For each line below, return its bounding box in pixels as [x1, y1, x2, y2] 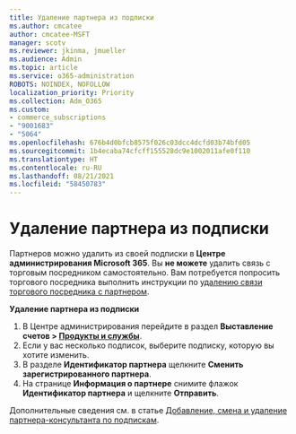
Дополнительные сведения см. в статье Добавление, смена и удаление [9, 405, 288, 416]
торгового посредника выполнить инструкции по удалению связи [9, 277, 263, 288]
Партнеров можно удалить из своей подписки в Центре [9, 248, 226, 259]
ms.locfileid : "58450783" [9, 180, 106, 189]
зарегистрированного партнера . [22, 369, 152, 379]
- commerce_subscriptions [9, 113, 106, 122]
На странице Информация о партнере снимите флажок [22, 378, 239, 389]
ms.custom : [9, 105, 50, 114]
